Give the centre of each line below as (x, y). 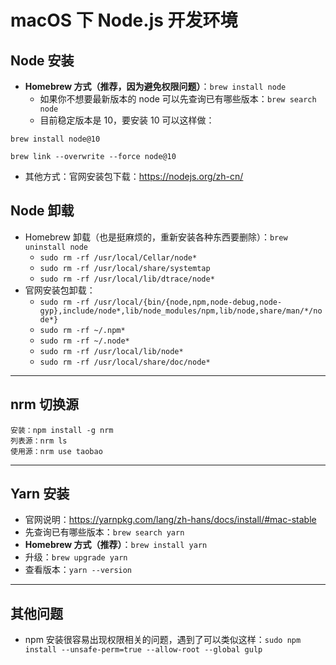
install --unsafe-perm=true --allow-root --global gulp (143, 650)
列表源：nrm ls (39, 441)
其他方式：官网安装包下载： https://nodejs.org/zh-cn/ (134, 176)
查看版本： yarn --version (78, 570)
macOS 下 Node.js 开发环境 (124, 20)
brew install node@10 (55, 139)
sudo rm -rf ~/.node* (84, 341)
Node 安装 (42, 60)
